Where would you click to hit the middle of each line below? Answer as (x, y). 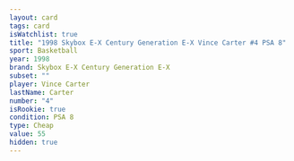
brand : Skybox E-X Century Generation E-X (90, 68)
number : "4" (31, 101)
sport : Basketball (43, 51)
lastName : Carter (42, 92)
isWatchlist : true (43, 34)
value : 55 (28, 134)
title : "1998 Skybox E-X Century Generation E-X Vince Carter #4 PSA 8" (148, 42)
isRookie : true (38, 109)
